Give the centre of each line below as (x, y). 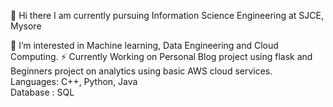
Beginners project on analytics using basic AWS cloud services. (141, 71)
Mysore (26, 26)
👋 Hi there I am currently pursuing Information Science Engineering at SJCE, (167, 15)
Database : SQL (42, 92)
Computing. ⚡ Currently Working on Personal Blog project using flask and (161, 56)
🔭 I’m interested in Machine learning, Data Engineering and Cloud (144, 45)
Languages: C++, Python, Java (74, 81)
